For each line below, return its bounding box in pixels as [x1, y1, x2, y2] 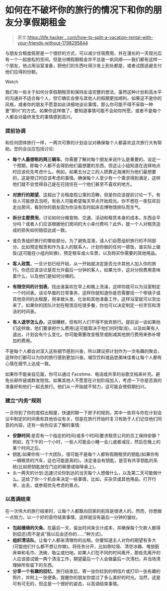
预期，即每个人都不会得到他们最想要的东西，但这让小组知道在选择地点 [16, 162, 161, 169]
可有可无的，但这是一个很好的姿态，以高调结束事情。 [12, 581, 122, 587]
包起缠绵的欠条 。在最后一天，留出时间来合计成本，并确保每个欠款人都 [12, 524, 157, 530]
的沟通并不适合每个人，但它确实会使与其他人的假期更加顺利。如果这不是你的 [5, 95, 162, 101]
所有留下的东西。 [21, 562, 56, 568]
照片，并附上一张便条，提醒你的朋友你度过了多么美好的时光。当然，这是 [12, 574, 161, 580]
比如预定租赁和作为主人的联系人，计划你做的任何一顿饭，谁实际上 [21, 244, 157, 250]
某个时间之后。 [12, 445, 43, 451]
